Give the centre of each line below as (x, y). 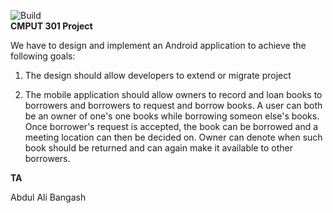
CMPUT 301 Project (51, 26)
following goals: (43, 56)
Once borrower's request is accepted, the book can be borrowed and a (171, 126)
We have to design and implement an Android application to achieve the (158, 45)
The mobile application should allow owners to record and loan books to (173, 94)
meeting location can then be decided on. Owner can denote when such (173, 137)
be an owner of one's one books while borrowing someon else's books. (172, 116)
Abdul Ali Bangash (48, 197)
